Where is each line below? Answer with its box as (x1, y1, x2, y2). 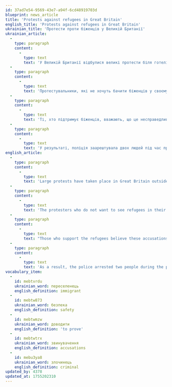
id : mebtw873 (14, 298, 42, 303)
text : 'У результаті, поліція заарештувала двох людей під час (24, 145, 161, 151)
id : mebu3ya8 (14, 355, 42, 360)
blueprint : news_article (5, 12, 58, 17)
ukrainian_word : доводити (14, 321, 70, 327)
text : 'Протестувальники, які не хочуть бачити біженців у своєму (24, 88, 168, 94)
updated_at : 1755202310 (5, 374, 56, 379)
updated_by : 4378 (5, 369, 42, 374)
